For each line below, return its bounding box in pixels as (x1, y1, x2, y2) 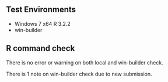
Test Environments (6, 5, 76, 15)
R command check (6, 43, 75, 53)
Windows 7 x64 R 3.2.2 (14, 20, 71, 27)
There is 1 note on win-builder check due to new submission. (6, 70, 153, 77)
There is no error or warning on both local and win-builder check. (6, 59, 163, 66)
